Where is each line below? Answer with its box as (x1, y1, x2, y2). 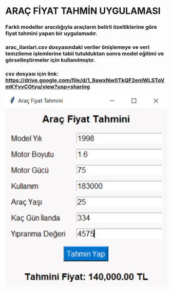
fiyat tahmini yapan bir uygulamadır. (5, 30, 98, 37)
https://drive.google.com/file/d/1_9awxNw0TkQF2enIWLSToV (5, 76, 165, 84)
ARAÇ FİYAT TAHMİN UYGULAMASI (5, 5, 161, 17)
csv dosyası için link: (5, 70, 59, 77)
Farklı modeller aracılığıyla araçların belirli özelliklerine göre (5, 24, 158, 31)
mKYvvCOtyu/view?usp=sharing (5, 83, 90, 90)
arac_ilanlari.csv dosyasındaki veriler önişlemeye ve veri (5, 44, 150, 51)
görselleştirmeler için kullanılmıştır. (5, 56, 96, 64)
